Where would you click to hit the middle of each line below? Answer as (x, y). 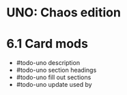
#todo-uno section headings (56, 70)
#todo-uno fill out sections (54, 77)
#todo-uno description (48, 63)
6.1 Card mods (47, 44)
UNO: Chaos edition (63, 13)
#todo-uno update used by (54, 85)
